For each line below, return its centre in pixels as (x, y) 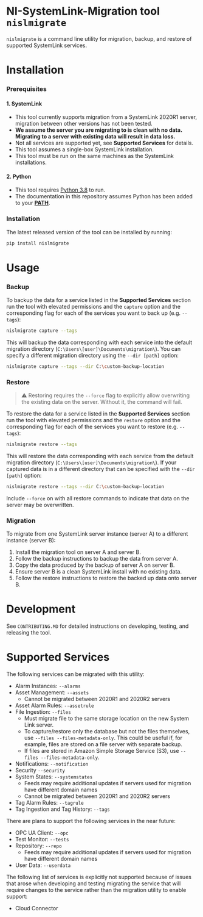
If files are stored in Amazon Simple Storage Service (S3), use (101, 751)
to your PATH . (33, 203)
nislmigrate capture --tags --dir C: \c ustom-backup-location (85, 366)
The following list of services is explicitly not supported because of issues (99, 877)
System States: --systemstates (54, 777)
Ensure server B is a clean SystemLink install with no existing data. (98, 572)
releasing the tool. (29, 633)
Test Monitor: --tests (42, 840)
